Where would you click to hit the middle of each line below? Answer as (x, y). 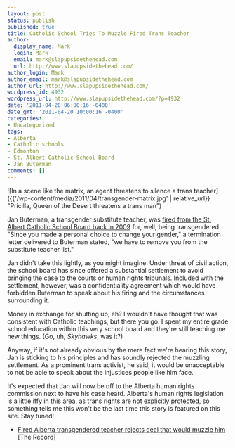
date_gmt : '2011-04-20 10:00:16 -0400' (66, 112)
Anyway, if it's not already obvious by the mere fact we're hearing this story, (117, 350)
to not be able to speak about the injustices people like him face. (101, 372)
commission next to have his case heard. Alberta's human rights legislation (115, 393)
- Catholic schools (36, 145)
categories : (25, 118)
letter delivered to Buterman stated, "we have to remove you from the (108, 242)
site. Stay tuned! (31, 416)
